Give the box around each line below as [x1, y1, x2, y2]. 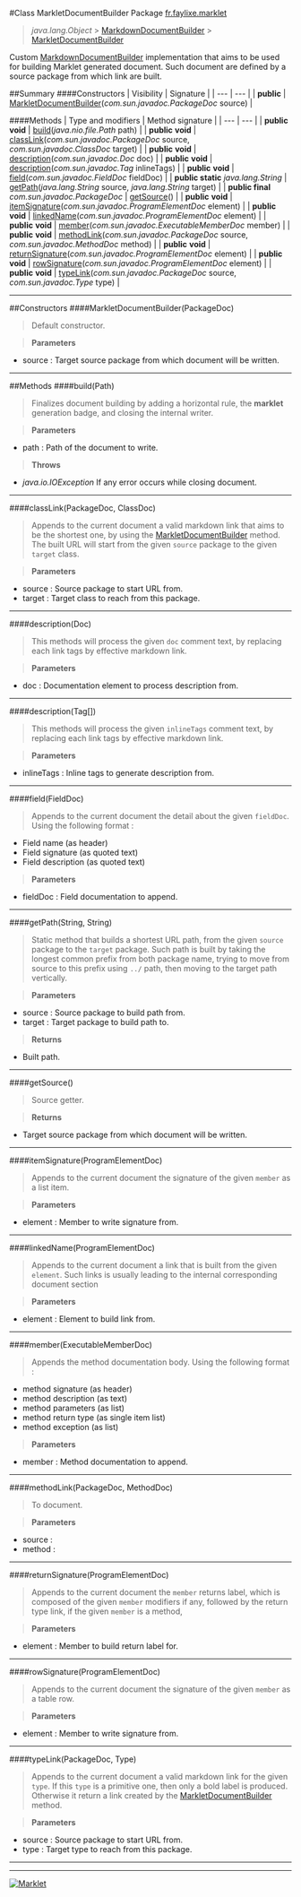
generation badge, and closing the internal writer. [30, 408, 214, 418]
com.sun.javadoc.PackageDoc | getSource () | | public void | [9, 192, 233, 202]
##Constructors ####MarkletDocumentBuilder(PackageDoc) [9, 303, 235, 313]
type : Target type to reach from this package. [21, 1844, 193, 1854]
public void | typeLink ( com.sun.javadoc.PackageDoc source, [9, 268, 237, 278]
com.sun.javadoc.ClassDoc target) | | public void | [9, 143, 197, 154]
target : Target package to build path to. [21, 1017, 169, 1027]
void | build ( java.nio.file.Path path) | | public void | [9, 125, 197, 135]
